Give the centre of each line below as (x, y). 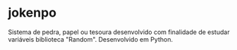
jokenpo (32, 13)
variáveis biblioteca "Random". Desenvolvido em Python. (91, 39)
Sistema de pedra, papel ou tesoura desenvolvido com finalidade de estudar (119, 32)
